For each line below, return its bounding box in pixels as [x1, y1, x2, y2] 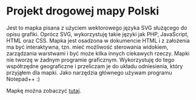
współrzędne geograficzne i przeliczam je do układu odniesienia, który [6, 62, 183, 70]
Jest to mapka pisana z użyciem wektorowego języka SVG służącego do [6, 24, 188, 31]
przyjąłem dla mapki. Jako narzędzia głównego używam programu [6, 69, 172, 76]
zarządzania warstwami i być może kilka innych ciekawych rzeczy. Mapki [6, 49, 190, 57]
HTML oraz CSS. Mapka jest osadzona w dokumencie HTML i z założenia [6, 37, 190, 44]
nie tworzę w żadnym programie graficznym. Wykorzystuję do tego [6, 56, 175, 63]
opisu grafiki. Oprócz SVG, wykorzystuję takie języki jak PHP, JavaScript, [6, 30, 189, 37]
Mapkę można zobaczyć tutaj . [6, 87, 82, 94]
